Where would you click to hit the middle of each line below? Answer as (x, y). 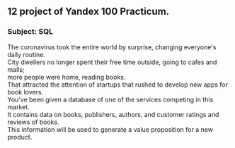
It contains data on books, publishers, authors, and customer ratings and (113, 114)
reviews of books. (33, 122)
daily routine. (27, 54)
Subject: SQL (30, 32)
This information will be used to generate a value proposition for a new (110, 129)
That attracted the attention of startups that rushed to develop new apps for (118, 85)
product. (20, 137)
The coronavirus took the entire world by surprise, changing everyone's (112, 47)
